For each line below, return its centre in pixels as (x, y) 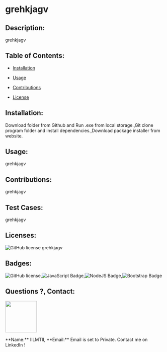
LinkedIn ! (15, 345)
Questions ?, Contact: (40, 291)
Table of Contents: (35, 56)
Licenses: (21, 235)
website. (14, 136)
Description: (25, 28)
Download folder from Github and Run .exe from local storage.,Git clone (79, 125)
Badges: (18, 264)
